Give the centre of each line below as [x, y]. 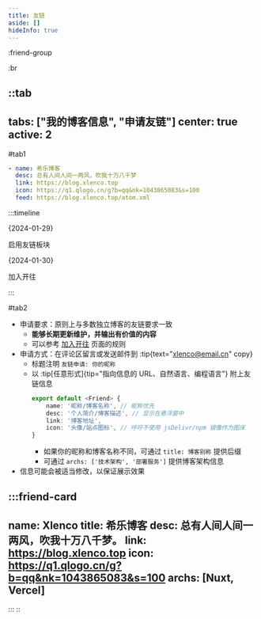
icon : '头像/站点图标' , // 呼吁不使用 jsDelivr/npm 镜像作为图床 [146, 428]
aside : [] [25, 23]
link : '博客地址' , [74, 420]
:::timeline [24, 213]
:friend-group [30, 53]
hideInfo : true [33, 30]
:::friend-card [43, 497]
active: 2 [30, 135]
